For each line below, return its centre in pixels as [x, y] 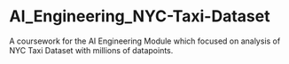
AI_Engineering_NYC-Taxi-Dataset [140, 16]
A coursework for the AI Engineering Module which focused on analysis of [145, 41]
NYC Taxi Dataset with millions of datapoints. [91, 50]
